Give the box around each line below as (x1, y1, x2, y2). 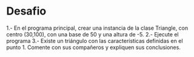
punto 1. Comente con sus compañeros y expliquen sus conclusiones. (6, 44, 181, 51)
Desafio (6, 4, 47, 18)
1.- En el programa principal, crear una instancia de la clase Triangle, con (6, 24, 189, 32)
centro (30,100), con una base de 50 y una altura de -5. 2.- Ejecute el (6, 30, 179, 38)
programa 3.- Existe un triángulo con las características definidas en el (6, 37, 183, 44)
